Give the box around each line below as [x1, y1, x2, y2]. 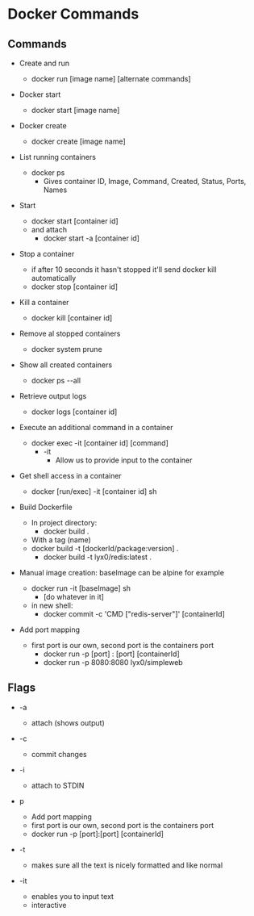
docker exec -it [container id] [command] [31, 438, 169, 448]
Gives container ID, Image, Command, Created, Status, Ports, [43, 177, 247, 186]
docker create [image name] [31, 136, 126, 146]
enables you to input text [31, 891, 115, 901]
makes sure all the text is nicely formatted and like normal [31, 860, 223, 870]
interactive [31, 900, 67, 910]
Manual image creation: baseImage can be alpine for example [19, 568, 225, 577]
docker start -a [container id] [43, 233, 140, 243]
